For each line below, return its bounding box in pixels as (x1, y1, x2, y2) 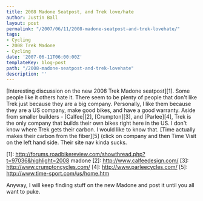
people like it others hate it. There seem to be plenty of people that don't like (6, 94, 198, 101)
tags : (6, 31, 20, 38)
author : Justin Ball (6, 15, 59, 21)
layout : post (6, 20, 39, 26)
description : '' (6, 71, 47, 77)
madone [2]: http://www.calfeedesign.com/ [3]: (70, 157, 189, 164)
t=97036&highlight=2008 (6, 157, 70, 164)
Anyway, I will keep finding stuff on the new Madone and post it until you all (6, 182, 195, 189)
